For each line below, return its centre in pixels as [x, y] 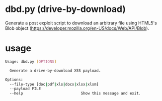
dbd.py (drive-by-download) [65, 9]
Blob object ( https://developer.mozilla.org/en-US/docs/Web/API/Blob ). [77, 28]
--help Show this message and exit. [75, 94]
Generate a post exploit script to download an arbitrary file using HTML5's [81, 23]
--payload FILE [25, 89]
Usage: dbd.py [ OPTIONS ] [31, 61]
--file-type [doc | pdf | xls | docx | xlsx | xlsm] [54, 84]
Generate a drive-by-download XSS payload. [55, 71]
